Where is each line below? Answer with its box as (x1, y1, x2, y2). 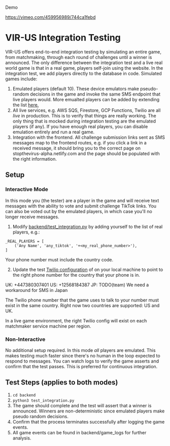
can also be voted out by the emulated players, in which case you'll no (5, 208, 152, 214)
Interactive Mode (5, 186, 48, 193)
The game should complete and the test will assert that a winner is (12, 402, 152, 408)
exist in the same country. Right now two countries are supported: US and (5, 302, 160, 308)
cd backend (12, 393, 36, 398)
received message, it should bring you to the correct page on (12, 145, 141, 151)
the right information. (12, 156, 57, 162)
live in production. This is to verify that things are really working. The (12, 112, 156, 118)
